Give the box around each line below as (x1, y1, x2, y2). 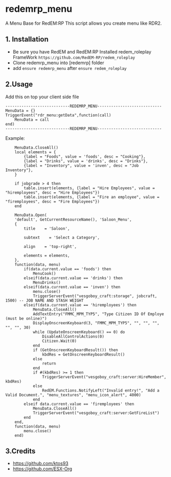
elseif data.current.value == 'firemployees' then (24, 401, 135, 407)
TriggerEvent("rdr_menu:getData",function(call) (5, 113, 111, 118)
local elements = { (14, 150, 56, 155)
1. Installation (5, 35, 49, 44)
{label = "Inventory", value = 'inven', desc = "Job (24, 163, 139, 168)
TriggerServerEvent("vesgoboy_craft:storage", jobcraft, (32, 293, 158, 299)
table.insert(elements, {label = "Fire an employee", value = (24, 194, 160, 199)
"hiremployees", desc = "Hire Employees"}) (5, 190, 100, 195)
